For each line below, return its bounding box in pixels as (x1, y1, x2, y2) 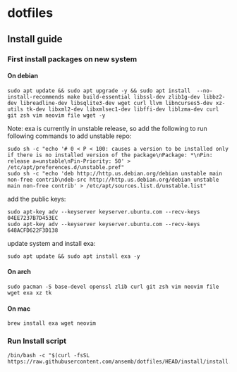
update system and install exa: (7, 239, 96, 247)
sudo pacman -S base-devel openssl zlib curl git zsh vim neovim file (7, 283, 219, 290)
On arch (7, 268, 32, 276)
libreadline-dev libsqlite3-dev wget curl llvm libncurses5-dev (20, 99, 213, 106)
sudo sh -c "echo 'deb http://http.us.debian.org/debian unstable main (7, 170, 222, 177)
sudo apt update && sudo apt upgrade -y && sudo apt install (7, 87, 191, 94)
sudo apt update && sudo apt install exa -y (7, 252, 140, 260)
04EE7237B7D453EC (7, 214, 59, 221)
